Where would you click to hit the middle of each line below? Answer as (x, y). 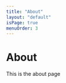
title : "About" (25, 12)
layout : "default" (29, 17)
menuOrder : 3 (22, 28)
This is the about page (33, 74)
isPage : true (22, 23)
